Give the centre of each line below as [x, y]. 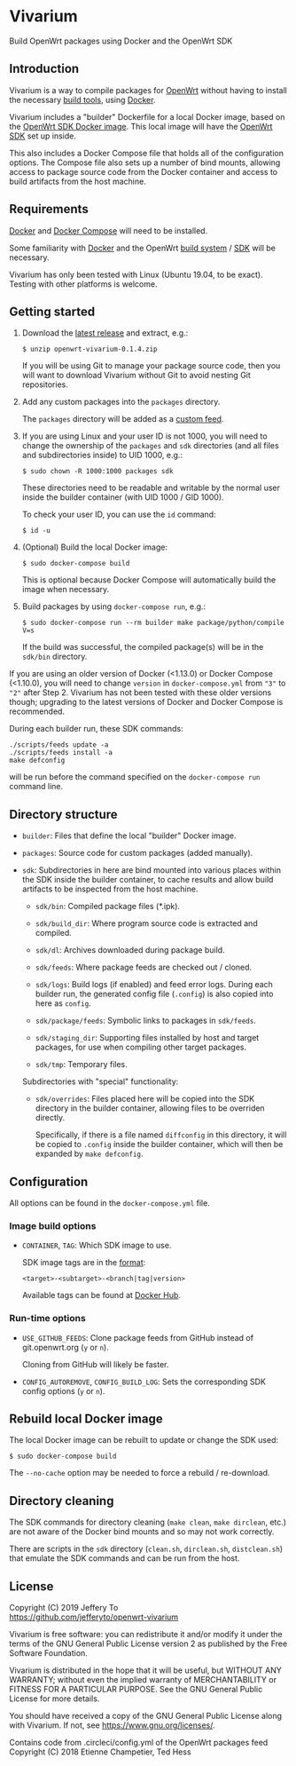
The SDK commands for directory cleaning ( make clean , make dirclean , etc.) [148, 1522]
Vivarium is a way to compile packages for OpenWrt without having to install [148, 90]
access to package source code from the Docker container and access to [144, 171]
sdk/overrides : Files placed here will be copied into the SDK [145, 1099]
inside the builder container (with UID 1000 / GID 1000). [123, 497]
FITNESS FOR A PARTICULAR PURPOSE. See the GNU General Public [136, 1690]
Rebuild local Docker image [86, 1418]
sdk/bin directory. [55, 657]
